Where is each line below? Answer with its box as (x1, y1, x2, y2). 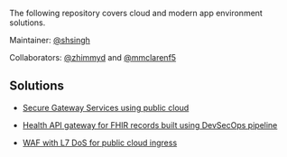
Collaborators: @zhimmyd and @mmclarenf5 (9, 52, 177, 62)
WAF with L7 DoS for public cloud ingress (22, 137, 178, 148)
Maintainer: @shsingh (9, 35, 90, 45)
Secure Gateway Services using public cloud (22, 102, 190, 113)
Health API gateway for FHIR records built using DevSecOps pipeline (22, 119, 278, 130)
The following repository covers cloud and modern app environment (9, 8, 264, 18)
